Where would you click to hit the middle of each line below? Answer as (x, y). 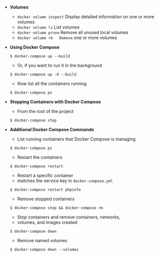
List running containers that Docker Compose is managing (76, 139)
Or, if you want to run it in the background (60, 65)
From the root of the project (45, 111)
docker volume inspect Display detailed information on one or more (86, 17)
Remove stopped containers (46, 199)
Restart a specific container (45, 175)
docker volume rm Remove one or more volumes (67, 37)
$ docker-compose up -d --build (43, 74)
